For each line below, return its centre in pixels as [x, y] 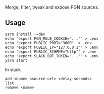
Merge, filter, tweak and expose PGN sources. [52, 7]
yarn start [16, 60]
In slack [13, 70]
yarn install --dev [25, 34]
